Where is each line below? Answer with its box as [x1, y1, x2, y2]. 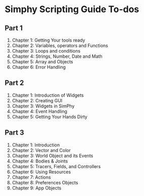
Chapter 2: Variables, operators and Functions [12, 43, 108, 49]
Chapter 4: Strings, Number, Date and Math [12, 53, 103, 59]
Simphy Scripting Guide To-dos [5, 4, 139, 15]
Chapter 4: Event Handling [12, 108, 68, 114]
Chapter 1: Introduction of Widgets [12, 92, 84, 98]
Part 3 [5, 128, 24, 137]
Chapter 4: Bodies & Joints [12, 158, 68, 164]
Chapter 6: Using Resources [12, 169, 71, 175]
